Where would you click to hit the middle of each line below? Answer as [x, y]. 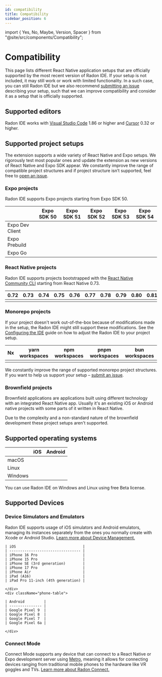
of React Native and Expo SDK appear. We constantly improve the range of [79, 165]
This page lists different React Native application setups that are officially [78, 70]
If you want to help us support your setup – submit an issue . [64, 375]
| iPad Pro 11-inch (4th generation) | [45, 580]
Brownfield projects [28, 387]
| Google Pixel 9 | [26, 610]
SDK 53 [121, 217]
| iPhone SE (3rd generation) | [45, 563]
